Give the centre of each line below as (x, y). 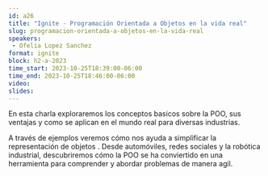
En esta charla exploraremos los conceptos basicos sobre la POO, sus (125, 114)
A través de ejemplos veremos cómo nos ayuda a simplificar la (112, 138)
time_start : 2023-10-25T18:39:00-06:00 (75, 69)
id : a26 (21, 16)
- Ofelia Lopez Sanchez (52, 46)
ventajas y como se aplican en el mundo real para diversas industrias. (124, 123)
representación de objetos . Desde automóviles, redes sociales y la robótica (134, 147)
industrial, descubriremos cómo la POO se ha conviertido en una (116, 155)
